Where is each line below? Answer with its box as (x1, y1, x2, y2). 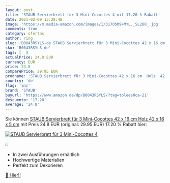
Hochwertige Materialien (12, 157, 65, 163)
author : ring (5, 36, 33, 41)
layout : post (5, 7, 33, 13)
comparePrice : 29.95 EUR (5, 69, 58, 74)
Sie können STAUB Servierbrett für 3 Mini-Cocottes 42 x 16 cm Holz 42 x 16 (5, 116, 164, 122)
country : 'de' (5, 78, 36, 83)
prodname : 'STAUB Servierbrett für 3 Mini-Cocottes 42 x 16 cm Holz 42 (5, 74, 165, 79)
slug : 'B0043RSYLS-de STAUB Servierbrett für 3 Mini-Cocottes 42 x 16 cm (5, 41, 165, 46)
